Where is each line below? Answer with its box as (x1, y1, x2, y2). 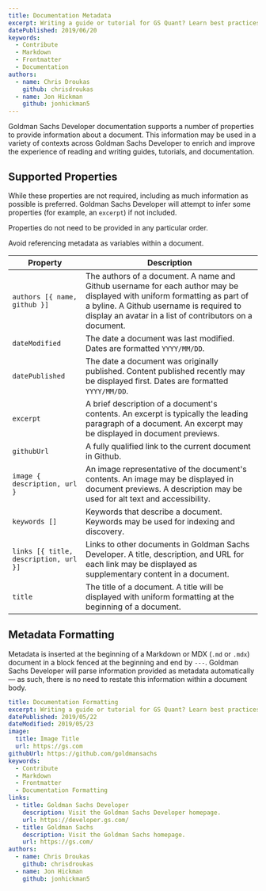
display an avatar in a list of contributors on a (85, 310, 253, 321)
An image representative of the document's (85, 463, 247, 474)
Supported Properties (8, 169, 118, 183)
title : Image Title (15, 735, 80, 743)
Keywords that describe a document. (85, 506, 223, 517)
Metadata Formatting (8, 628, 115, 642)
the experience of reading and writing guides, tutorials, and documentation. (8, 147, 255, 157)
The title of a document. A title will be (85, 581, 224, 592)
